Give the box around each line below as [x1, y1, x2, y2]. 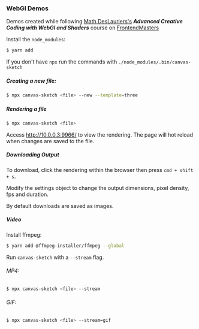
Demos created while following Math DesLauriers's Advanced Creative [6, 18, 183, 25]
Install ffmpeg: [6, 231, 42, 238]
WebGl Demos [6, 4, 49, 13]
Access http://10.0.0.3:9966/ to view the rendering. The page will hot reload [6, 131, 194, 138]
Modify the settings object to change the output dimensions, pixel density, [6, 184, 189, 191]
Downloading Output [6, 151, 60, 158]
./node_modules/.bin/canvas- [118, 59, 191, 65]
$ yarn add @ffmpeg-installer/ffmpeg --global [6, 243, 125, 249]
